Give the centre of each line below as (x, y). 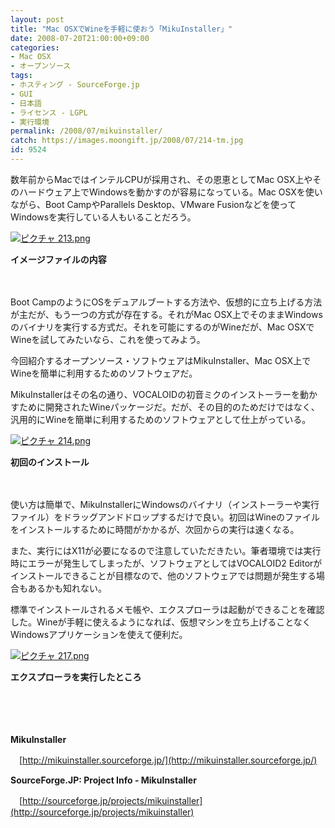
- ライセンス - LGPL (49, 112)
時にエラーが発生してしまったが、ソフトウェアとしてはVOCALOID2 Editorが (166, 563)
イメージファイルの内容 (58, 259)
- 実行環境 (30, 122)
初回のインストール (50, 462)
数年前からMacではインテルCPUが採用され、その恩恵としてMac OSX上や (161, 179)
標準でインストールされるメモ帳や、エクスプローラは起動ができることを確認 (167, 609)
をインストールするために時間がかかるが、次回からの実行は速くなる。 (155, 529)
